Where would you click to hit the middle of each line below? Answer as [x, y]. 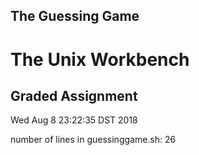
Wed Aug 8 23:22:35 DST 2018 [74, 120]
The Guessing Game [75, 16]
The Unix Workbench [100, 59]
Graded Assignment [74, 95]
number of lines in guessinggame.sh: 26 [93, 140]
